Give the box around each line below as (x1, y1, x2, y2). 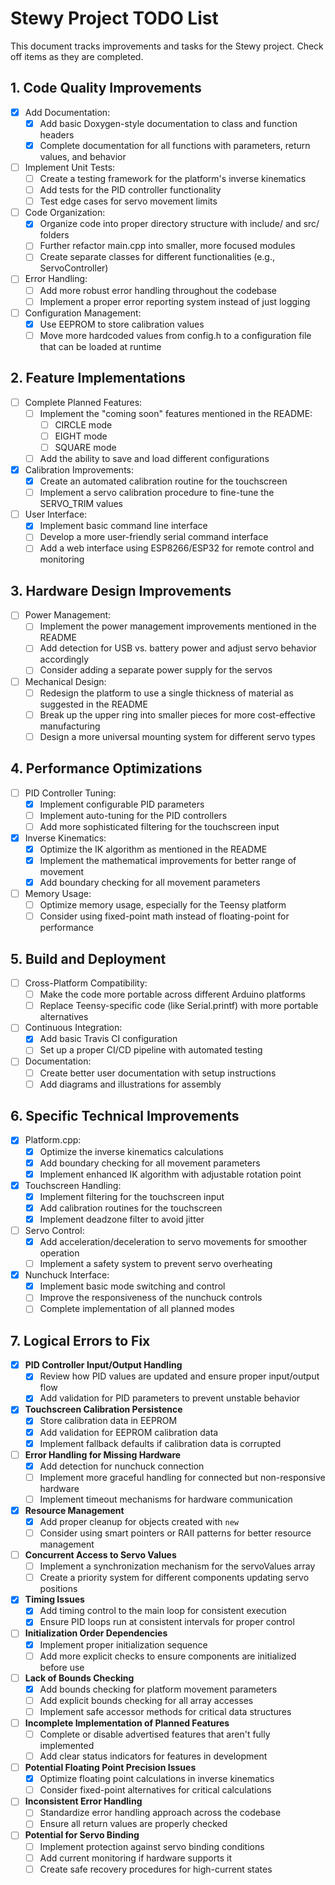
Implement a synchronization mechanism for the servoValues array (39, 1560, 316, 1572)
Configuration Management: (24, 307, 142, 319)
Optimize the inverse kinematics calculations (39, 1145, 224, 1157)
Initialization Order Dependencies (24, 1627, 168, 1639)
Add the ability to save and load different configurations (39, 452, 270, 464)
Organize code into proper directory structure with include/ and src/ (39, 218, 320, 230)
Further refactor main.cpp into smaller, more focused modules (39, 240, 296, 252)
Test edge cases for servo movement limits (39, 195, 218, 207)
